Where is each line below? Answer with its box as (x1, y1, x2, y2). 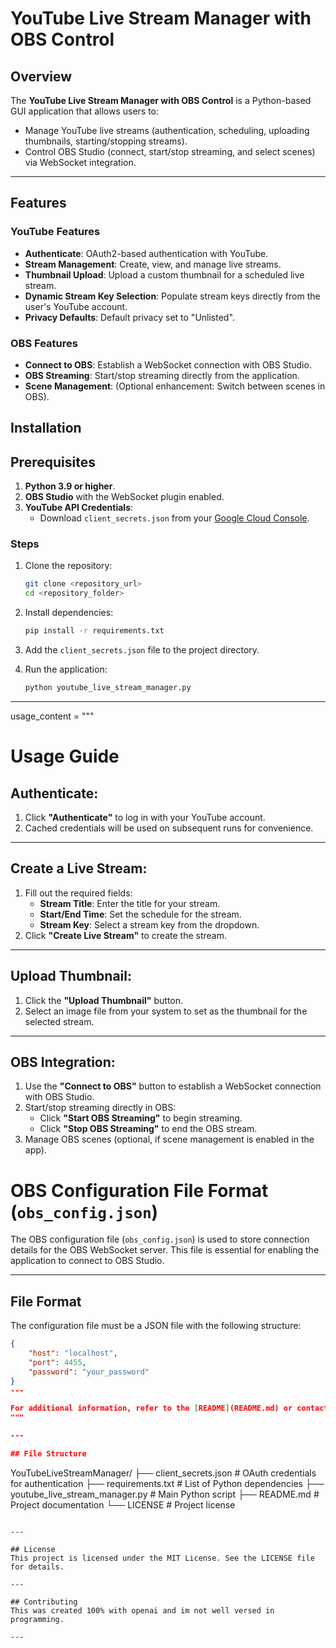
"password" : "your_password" (28, 1367, 150, 1377)
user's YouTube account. (24, 300, 128, 312)
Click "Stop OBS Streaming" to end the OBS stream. (39, 1123, 258, 1135)
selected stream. (24, 1015, 95, 1027)
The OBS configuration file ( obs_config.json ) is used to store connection (10, 1233, 310, 1246)
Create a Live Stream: (10, 860, 148, 877)
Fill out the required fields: (24, 887, 133, 899)
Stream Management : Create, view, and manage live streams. (24, 258, 282, 270)
